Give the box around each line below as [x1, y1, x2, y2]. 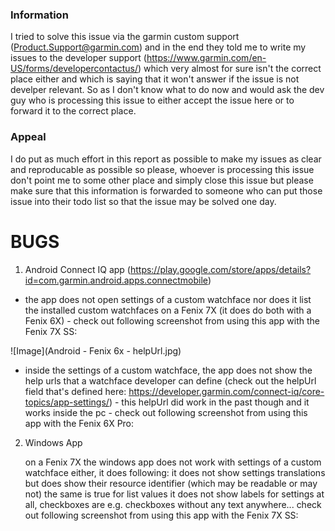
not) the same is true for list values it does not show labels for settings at [24, 488, 325, 500]
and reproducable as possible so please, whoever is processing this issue [10, 163, 315, 175]
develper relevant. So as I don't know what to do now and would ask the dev [10, 84, 325, 96]
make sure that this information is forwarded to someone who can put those [10, 184, 323, 197]
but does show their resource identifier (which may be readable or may [24, 477, 318, 489]
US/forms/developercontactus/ [10, 63, 139, 75]
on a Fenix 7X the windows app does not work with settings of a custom [24, 456, 322, 468]
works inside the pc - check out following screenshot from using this [24, 406, 308, 418]
